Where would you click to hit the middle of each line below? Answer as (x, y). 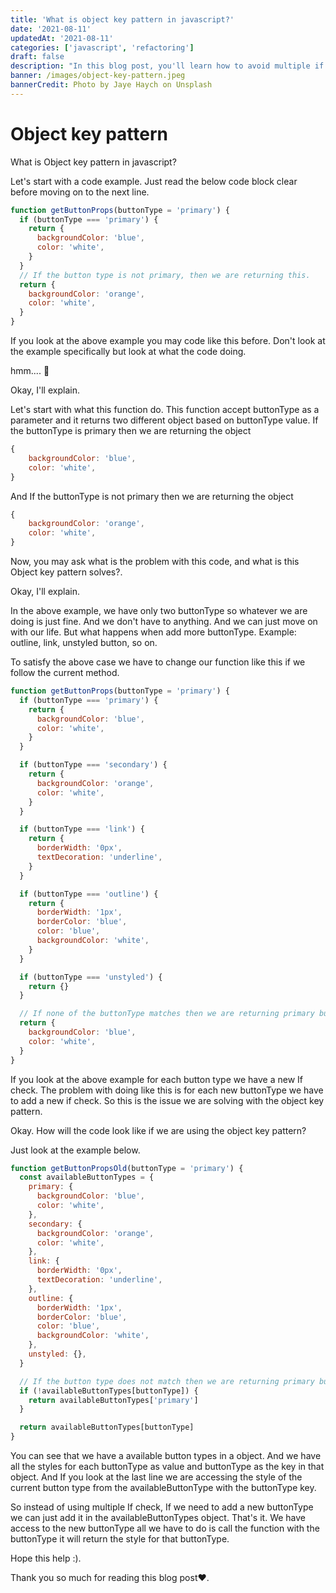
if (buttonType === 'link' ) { (82, 829)
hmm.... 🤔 (30, 371)
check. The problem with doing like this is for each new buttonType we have (167, 1090)
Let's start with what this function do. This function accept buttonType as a (165, 410)
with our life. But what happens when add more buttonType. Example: (153, 632)
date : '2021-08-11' (51, 29)
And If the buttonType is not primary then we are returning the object (152, 496)
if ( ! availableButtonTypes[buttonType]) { (109, 1391)
